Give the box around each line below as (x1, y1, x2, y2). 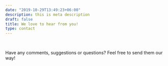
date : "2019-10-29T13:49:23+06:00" (5, 7, 81, 13)
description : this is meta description (5, 12, 90, 17)
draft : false (5, 17, 33, 22)
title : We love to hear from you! (5, 21, 79, 27)
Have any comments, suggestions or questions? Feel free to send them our (5, 50, 163, 56)
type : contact (5, 26, 36, 31)
